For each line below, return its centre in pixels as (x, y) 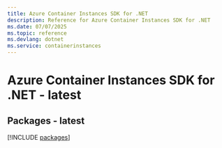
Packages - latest (46, 121)
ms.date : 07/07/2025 (37, 26)
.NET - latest (44, 95)
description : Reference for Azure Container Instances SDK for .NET (109, 20)
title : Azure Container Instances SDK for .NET (78, 14)
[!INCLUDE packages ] (39, 137)
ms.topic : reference (37, 33)
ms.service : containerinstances (54, 46)
